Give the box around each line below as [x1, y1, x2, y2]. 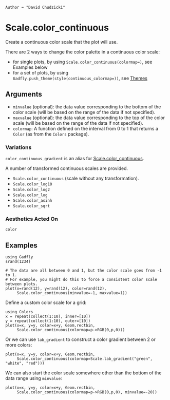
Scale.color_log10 [12, 182, 52, 187]
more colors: [5, 342, 32, 348]
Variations [5, 144, 32, 151]
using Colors [5, 310, 33, 315]
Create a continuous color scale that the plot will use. [5, 39, 118, 45]
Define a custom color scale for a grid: [5, 299, 87, 306]
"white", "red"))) [5, 361, 45, 366]
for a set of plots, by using [12, 69, 68, 75]
